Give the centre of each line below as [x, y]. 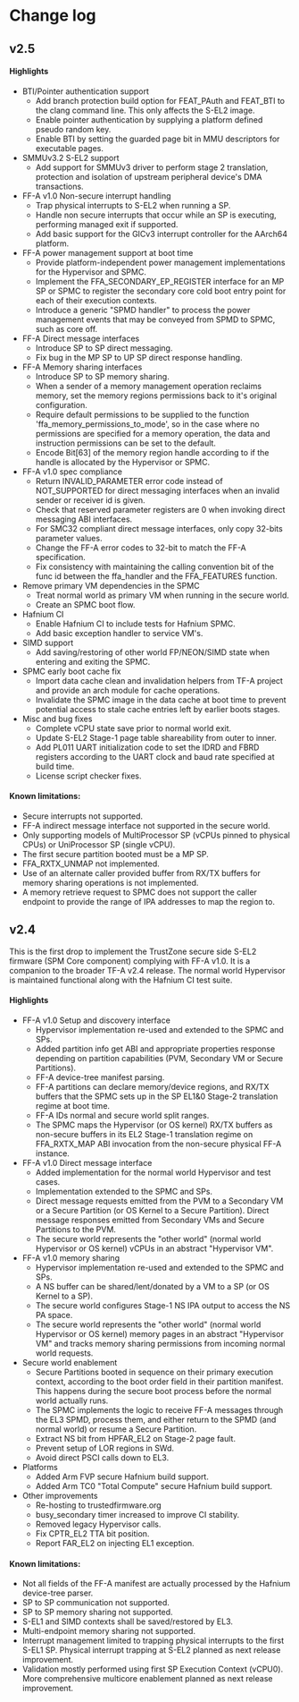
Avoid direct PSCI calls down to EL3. [102, 1458]
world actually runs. [72, 1400]
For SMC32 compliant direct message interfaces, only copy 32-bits [159, 528]
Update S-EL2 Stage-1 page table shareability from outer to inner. [156, 737]
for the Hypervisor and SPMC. [91, 272]
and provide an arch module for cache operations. [128, 690]
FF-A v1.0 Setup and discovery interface [96, 1020]
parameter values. [69, 538]
